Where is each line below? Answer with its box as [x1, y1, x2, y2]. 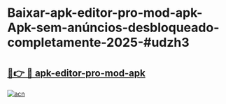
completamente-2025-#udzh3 [7, 35, 190, 50]
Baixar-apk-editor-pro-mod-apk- [7, 5, 203, 21]
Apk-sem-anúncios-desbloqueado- [7, 20, 220, 36]
